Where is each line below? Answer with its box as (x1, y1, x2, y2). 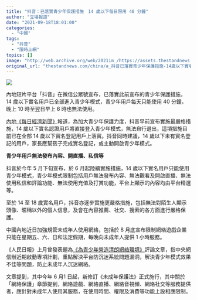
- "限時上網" (11, 47, 40, 53)
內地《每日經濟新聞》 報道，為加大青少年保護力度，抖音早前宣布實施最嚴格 (6, 118, 186, 125)
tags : (6, 36, 19, 42)
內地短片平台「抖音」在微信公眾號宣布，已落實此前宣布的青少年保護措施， (6, 91, 186, 98)
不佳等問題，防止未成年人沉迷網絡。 (6, 261, 94, 268)
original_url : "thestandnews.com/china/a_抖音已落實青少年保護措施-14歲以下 (6, 63, 185, 69)
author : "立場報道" (6, 14, 50, 20)
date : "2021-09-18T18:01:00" (6, 19, 77, 25)
